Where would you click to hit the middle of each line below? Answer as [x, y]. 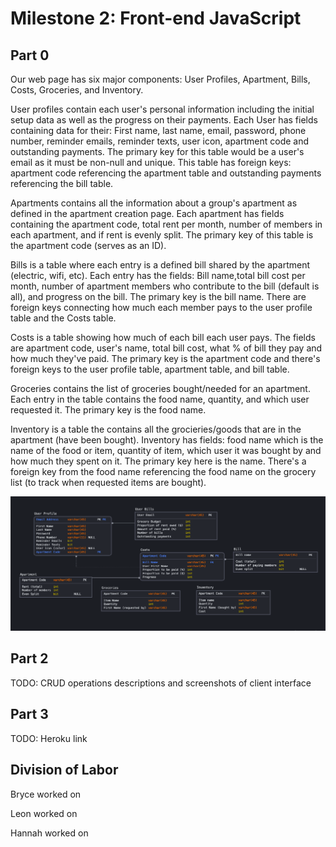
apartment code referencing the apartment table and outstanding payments [166, 173]
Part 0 [30, 55]
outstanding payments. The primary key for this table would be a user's [157, 151]
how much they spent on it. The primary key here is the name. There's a [158, 461]
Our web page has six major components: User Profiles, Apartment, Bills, [160, 79]
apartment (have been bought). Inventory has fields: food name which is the [167, 440]
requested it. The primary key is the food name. [108, 410]
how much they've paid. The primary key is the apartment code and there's [165, 358]
